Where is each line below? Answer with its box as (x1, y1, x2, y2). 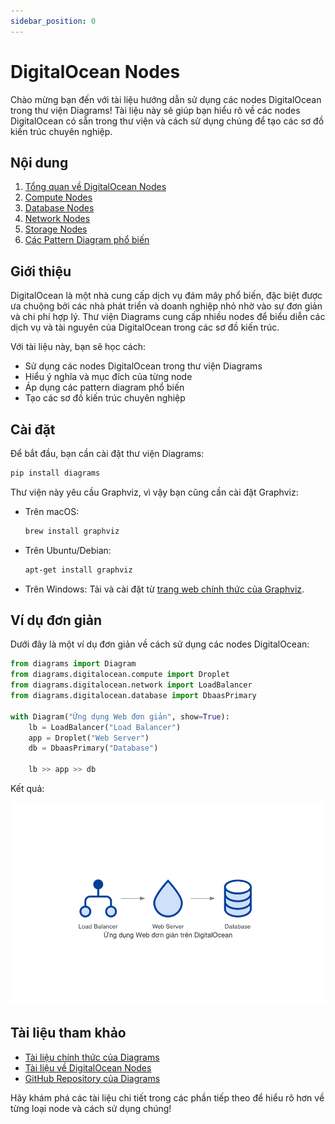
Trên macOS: (24, 505, 80, 517)
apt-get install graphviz (24, 565, 133, 575)
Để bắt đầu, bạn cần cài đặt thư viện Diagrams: (10, 448, 205, 459)
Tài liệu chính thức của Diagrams (24, 1051, 160, 1063)
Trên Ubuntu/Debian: (24, 544, 112, 556)
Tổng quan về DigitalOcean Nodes (24, 181, 167, 193)
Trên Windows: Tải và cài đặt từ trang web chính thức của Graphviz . (24, 583, 305, 595)
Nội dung (10, 154, 69, 171)
